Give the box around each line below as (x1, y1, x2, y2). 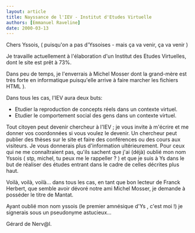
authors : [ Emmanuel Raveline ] (6, 19, 81, 25)
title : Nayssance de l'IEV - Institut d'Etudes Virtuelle (6, 14, 152, 20)
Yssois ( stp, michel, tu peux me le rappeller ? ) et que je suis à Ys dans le (6, 155, 185, 162)
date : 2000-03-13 (6, 25, 49, 31)
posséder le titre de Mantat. (6, 191, 74, 198)
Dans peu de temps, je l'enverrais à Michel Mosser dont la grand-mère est (6, 70, 187, 77)
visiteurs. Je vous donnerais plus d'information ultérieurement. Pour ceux (6, 142, 185, 149)
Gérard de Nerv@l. (6, 221, 52, 228)
